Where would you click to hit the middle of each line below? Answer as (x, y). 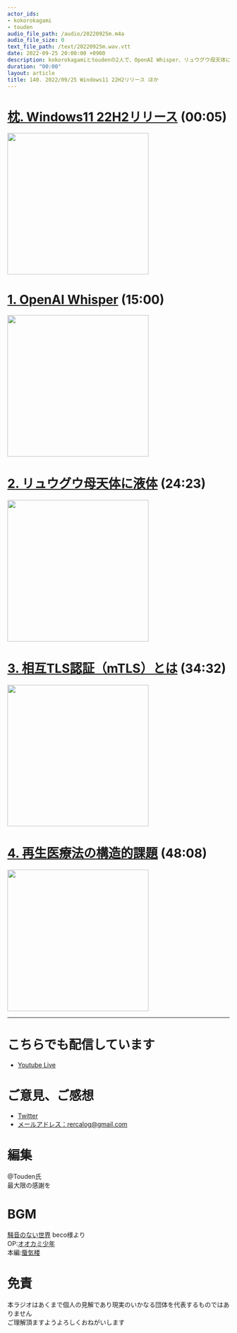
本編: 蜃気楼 (24, 1252)
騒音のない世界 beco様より (47, 1235)
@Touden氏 (25, 1176)
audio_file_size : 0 (36, 40)
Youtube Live (37, 1065)
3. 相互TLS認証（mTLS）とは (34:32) (117, 669)
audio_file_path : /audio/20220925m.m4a (66, 34)
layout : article (31, 73)
